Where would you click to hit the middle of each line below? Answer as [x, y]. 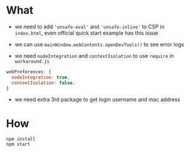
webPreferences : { [29, 71]
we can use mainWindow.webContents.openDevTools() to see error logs [99, 44]
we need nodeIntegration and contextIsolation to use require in [94, 56]
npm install [21, 139]
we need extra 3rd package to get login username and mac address [97, 100]
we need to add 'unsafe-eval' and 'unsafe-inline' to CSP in [89, 27]
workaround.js [32, 61]
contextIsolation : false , [44, 83]
